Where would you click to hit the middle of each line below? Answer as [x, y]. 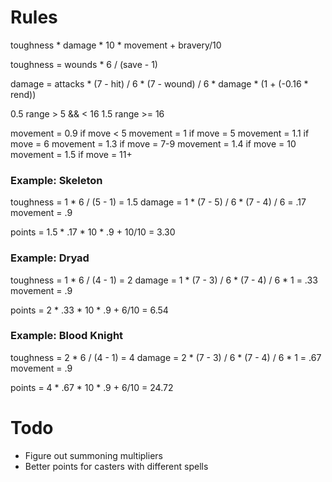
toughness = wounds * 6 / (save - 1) [84, 64]
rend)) [23, 94]
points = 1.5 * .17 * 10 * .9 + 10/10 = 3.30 [93, 232]
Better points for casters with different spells [116, 466]
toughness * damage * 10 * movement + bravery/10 [116, 45]
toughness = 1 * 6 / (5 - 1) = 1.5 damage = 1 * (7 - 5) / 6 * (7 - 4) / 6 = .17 [158, 202]
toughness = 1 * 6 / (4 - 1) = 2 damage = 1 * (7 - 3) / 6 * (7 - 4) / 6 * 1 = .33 [164, 280]
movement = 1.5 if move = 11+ [71, 154]
